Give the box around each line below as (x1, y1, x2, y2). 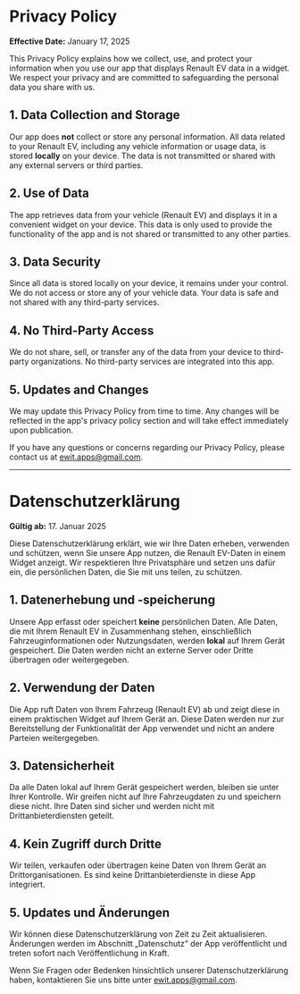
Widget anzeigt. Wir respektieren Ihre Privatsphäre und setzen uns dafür (9, 557, 276, 568)
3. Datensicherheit (9, 758, 115, 773)
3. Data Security (9, 254, 101, 269)
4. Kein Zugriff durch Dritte (9, 836, 162, 851)
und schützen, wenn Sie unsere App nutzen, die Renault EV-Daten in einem (9, 547, 286, 558)
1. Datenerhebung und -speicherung (9, 593, 216, 608)
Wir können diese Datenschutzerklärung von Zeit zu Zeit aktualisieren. (9, 929, 268, 939)
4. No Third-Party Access (9, 323, 154, 338)
